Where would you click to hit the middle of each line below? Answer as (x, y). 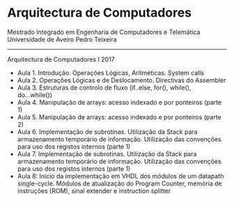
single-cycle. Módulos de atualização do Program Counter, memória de (119, 183)
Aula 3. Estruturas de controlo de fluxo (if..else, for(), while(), (104, 87)
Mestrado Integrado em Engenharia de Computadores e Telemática (104, 32)
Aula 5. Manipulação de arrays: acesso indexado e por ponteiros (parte (119, 117)
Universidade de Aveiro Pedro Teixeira (62, 39)
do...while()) (34, 94)
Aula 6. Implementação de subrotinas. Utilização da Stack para (107, 132)
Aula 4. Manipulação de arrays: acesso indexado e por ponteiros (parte (119, 102)
